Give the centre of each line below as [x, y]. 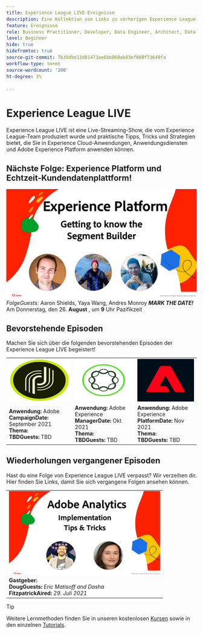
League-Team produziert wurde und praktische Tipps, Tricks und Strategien [101, 136]
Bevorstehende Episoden [55, 328]
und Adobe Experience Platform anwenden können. [70, 149]
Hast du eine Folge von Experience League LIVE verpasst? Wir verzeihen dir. [101, 475]
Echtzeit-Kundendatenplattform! [69, 178]
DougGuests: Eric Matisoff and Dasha [56, 587]
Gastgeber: [23, 580]
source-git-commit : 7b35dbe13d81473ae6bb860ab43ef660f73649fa [86, 57]
